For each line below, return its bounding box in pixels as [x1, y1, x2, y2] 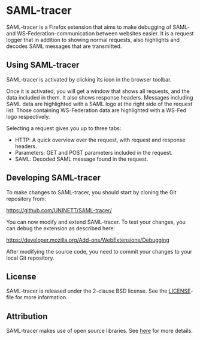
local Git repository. [6, 254, 55, 261]
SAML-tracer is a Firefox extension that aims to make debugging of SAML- [6, 23, 190, 31]
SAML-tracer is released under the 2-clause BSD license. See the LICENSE [6, 287, 191, 294]
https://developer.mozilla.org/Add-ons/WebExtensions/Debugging [6, 236, 169, 243]
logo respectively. [6, 113, 50, 120]
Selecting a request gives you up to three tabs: [6, 124, 122, 132]
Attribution [6, 311, 48, 321]
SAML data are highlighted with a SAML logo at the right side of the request [6, 100, 193, 107]
